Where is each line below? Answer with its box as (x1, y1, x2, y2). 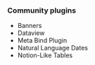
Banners (17, 22, 42, 30)
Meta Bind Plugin (17, 36, 68, 45)
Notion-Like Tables (17, 51, 72, 59)
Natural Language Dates (17, 44, 88, 52)
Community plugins (7, 6, 76, 15)
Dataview (17, 29, 45, 37)
